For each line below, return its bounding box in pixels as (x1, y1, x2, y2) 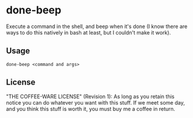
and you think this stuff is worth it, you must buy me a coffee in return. (6, 105, 175, 112)
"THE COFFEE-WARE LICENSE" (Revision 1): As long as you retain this (6, 93, 175, 100)
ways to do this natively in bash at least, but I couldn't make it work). (6, 29, 171, 36)
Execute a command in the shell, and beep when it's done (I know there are (6, 23, 188, 30)
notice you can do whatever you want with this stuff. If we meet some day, (6, 99, 185, 106)
